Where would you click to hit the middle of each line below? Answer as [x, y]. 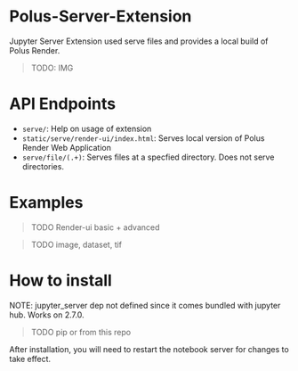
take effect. [30, 359]
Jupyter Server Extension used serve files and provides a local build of [139, 41]
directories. [43, 166]
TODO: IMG [52, 68]
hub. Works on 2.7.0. [47, 315]
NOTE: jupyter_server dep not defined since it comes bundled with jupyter [145, 305]
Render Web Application [66, 147]
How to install [61, 280]
